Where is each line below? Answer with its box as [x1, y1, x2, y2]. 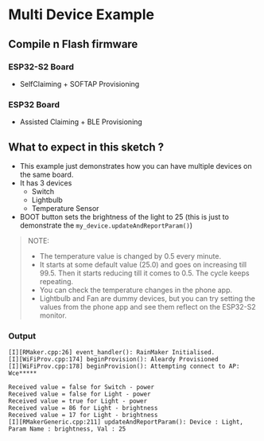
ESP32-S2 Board [8, 61, 74, 72]
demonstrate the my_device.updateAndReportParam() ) [19, 220, 193, 230]
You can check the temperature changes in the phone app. [39, 285, 233, 295]
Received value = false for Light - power [8, 390, 151, 399]
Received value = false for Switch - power [8, 384, 155, 392]
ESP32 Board [8, 99, 60, 110]
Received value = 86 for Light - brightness [8, 404, 158, 412]
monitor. [39, 310, 68, 320]
